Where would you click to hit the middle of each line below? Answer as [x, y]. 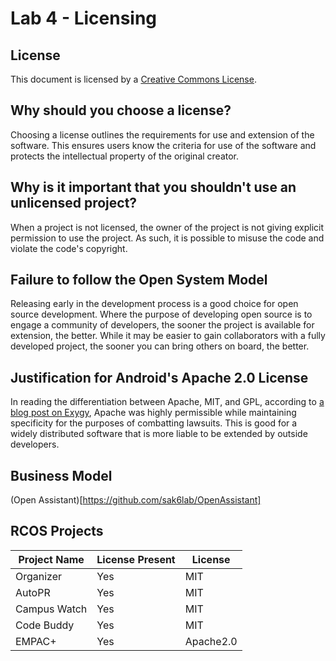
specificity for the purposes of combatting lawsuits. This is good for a [154, 423]
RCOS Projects [57, 531]
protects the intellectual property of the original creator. [125, 156]
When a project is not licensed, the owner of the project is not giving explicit [167, 227]
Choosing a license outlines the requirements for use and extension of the [162, 134]
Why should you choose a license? [121, 110]
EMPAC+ [36, 641]
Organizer [39, 576]
